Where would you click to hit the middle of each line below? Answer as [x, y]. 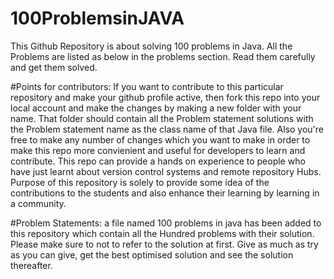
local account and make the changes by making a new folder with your [156, 108]
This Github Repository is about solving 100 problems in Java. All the [151, 46]
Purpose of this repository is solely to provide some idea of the [140, 182]
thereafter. [31, 265]
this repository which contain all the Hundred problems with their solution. [162, 233]
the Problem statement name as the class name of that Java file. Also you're [167, 129]
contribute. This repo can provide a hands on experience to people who [158, 161]
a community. [38, 203]
